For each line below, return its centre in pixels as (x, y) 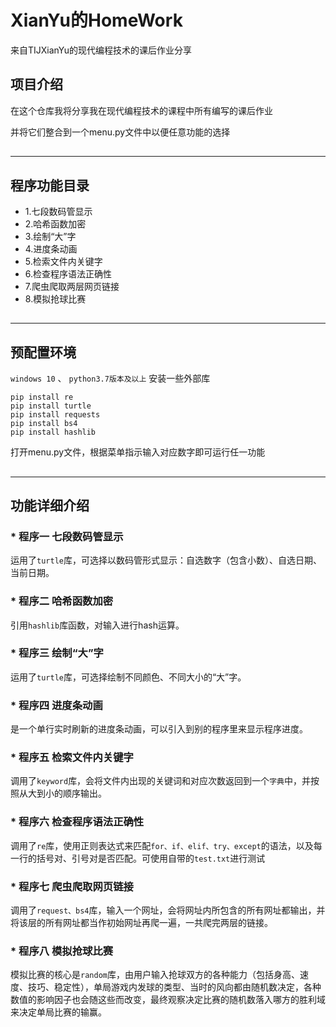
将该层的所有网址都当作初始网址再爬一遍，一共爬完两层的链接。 (141, 923)
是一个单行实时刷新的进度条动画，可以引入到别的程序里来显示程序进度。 (159, 729)
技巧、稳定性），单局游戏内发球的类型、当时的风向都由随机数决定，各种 (174, 987)
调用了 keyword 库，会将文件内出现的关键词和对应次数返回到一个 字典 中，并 (160, 781)
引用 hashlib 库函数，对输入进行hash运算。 (97, 625)
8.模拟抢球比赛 (55, 298)
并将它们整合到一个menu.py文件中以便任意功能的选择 (120, 132)
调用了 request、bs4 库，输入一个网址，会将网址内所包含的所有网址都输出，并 (168, 910)
